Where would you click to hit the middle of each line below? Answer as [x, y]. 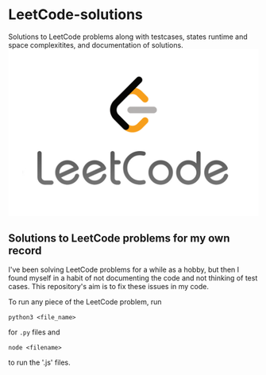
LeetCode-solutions [75, 15]
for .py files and [34, 332]
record [25, 251]
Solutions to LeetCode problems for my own [119, 238]
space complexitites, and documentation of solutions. [96, 44]
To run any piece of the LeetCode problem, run [85, 302]
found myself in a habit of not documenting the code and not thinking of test [133, 278]
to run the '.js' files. [40, 362]
